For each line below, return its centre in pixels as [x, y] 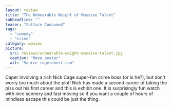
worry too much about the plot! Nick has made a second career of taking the [86, 83]
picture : [15, 48]
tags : [11, 29]
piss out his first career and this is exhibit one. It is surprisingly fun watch [83, 88]
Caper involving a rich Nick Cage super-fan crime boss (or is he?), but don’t [85, 77]
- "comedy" [22, 34]
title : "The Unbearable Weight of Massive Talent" [61, 15]
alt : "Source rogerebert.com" [42, 63]
